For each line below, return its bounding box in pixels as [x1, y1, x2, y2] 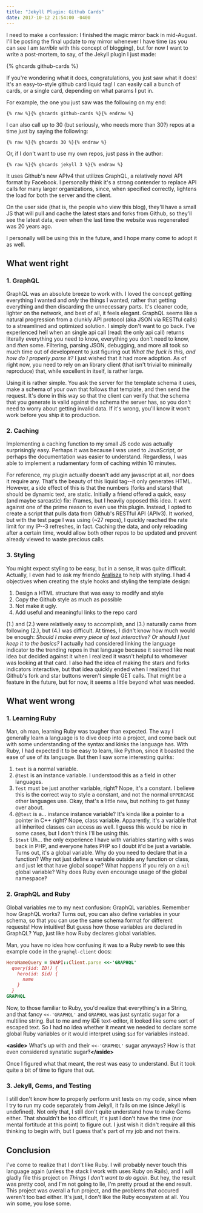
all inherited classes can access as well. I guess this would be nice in [15, 823, 188, 830]
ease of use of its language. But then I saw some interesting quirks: [6, 754, 175, 761]
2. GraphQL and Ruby [6, 890, 71, 898]
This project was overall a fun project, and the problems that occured [6, 1187, 179, 1194]
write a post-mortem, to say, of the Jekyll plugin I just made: [6, 50, 156, 58]
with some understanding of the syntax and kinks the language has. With [6, 741, 188, 748]
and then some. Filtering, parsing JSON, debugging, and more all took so [6, 342, 188, 349]
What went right [6, 258, 68, 269]
